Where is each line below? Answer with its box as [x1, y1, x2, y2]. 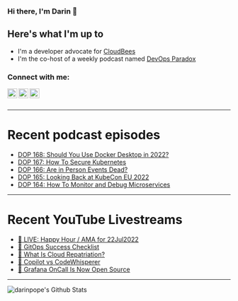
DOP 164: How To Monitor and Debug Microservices [17, 180, 171, 189]
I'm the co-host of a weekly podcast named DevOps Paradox [17, 54, 196, 63]
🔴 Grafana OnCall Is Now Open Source [17, 265, 130, 273]
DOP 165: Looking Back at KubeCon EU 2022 [17, 172, 149, 181]
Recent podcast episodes [7, 127, 161, 143]
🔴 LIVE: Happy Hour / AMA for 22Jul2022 [17, 235, 140, 243]
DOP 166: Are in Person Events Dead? [17, 165, 128, 174]
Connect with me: [7, 72, 70, 82]
